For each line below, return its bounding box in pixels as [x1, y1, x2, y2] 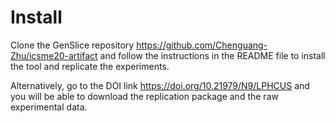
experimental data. [10, 101, 88, 113]
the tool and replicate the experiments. [10, 60, 170, 72]
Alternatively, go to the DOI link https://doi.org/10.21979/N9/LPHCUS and [10, 79, 310, 91]
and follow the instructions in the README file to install [99, 49, 326, 61]
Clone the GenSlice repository [10, 39, 135, 51]
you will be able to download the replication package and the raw [10, 90, 279, 102]
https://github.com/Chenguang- [136, 39, 268, 51]
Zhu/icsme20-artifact [10, 49, 98, 61]
